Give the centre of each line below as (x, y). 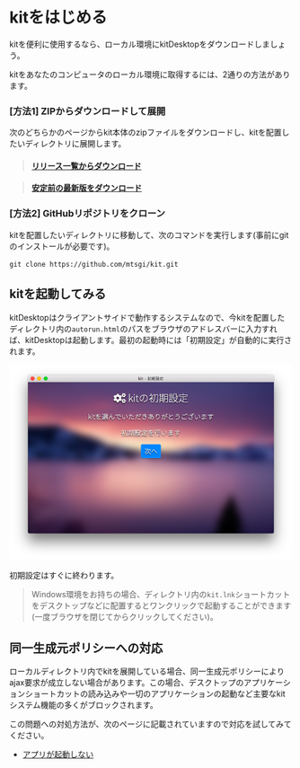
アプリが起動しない (58, 755)
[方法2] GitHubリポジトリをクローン (88, 214)
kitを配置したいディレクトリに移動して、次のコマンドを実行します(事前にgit (149, 234)
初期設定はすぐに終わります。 (64, 576)
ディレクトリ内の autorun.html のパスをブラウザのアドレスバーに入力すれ (143, 329)
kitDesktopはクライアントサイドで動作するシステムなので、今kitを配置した (147, 317)
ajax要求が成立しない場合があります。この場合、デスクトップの (127, 683)
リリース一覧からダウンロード (86, 165)
